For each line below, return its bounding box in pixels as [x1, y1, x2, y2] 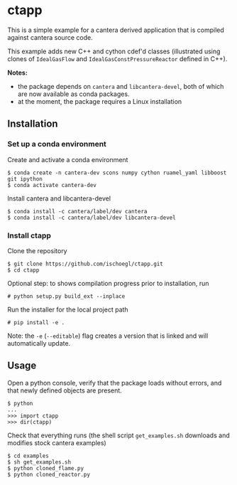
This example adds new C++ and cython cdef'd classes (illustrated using [7, 47, 221, 55]
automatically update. [7, 339, 71, 347]
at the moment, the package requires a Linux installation [17, 97, 182, 105]
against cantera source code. [7, 33, 94, 41]
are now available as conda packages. [17, 90, 130, 98]
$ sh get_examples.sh [7, 458, 72, 466]
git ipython [7, 175, 43, 183]
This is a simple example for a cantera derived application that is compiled [7, 26, 225, 34]
